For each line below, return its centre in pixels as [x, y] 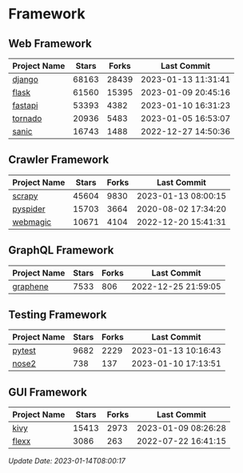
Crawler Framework [59, 160]
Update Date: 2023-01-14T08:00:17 [67, 461]
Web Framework [50, 44]
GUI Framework [48, 392]
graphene [31, 287]
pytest [24, 351]
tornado [27, 118]
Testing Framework [58, 315]
